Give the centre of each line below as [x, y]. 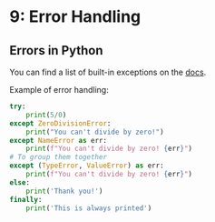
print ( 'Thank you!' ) [64, 191]
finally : [26, 199]
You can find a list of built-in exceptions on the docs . [108, 72]
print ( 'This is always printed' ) [89, 208]
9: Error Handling [75, 17]
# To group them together [58, 157]
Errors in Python [56, 50]
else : [20, 182]
